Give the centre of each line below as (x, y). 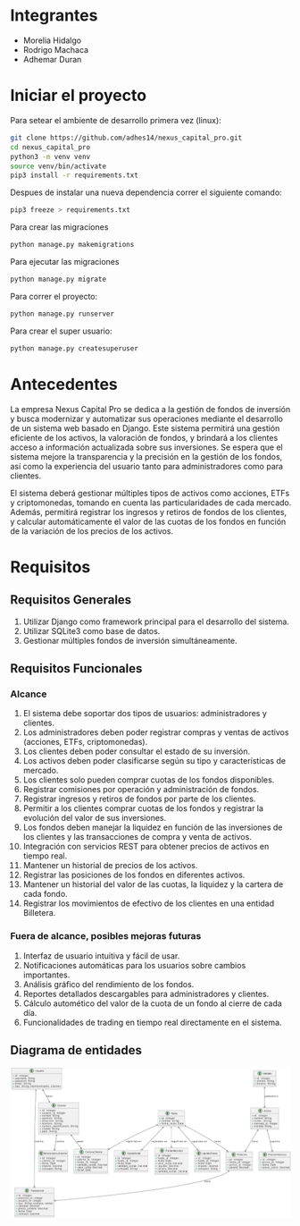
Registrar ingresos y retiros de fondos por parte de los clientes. (139, 799)
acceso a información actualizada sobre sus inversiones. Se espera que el (147, 447)
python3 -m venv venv (50, 156)
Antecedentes (64, 384)
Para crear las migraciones (59, 227)
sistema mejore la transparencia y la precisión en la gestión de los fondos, (146, 456)
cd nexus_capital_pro (50, 147)
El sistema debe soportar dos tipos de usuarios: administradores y (145, 714)
